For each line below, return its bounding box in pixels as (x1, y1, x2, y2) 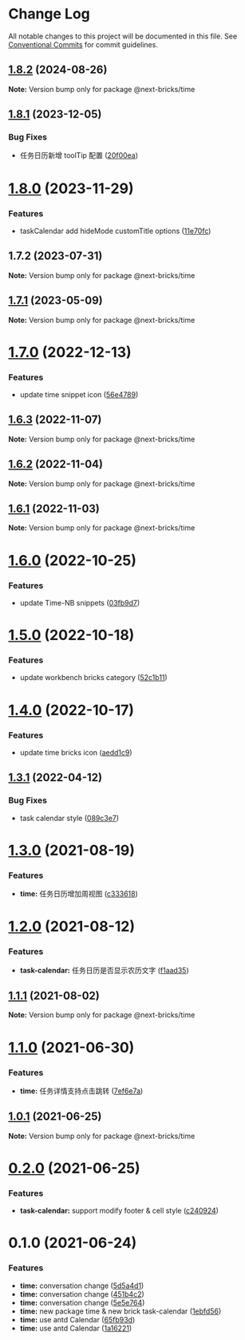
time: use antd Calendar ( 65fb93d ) (19, 1314, 136, 1324)
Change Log (8, 5, 90, 23)
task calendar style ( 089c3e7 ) (19, 813, 120, 823)
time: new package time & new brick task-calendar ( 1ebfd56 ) (19, 1306, 222, 1316)
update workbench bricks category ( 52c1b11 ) (19, 673, 168, 682)
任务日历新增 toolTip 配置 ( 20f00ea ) (19, 151, 138, 160)
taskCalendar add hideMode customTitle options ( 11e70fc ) (19, 226, 211, 235)
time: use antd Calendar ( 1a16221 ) (19, 1323, 132, 1333)
